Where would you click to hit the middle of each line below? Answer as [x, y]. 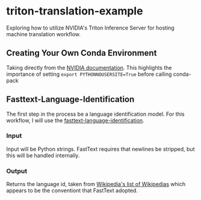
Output [17, 171]
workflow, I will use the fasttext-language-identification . [75, 120]
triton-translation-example [75, 11]
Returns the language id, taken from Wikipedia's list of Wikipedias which [96, 184]
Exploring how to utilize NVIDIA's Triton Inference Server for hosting [90, 28]
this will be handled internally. [43, 155]
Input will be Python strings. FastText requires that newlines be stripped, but [100, 149]
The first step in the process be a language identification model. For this [95, 114]
